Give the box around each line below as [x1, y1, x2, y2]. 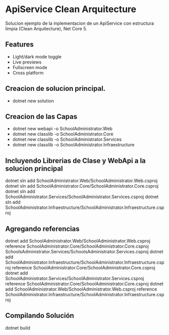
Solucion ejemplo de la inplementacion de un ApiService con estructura [5, 20, 154, 26]
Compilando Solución [5, 311, 74, 320]
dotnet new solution [12, 97, 54, 104]
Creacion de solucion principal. [5, 84, 106, 93]
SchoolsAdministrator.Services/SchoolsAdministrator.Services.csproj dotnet [5, 249, 163, 254]
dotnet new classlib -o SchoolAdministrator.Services [12, 136, 122, 142]
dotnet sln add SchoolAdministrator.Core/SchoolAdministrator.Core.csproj [5, 183, 159, 189]
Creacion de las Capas [5, 112, 77, 121]
